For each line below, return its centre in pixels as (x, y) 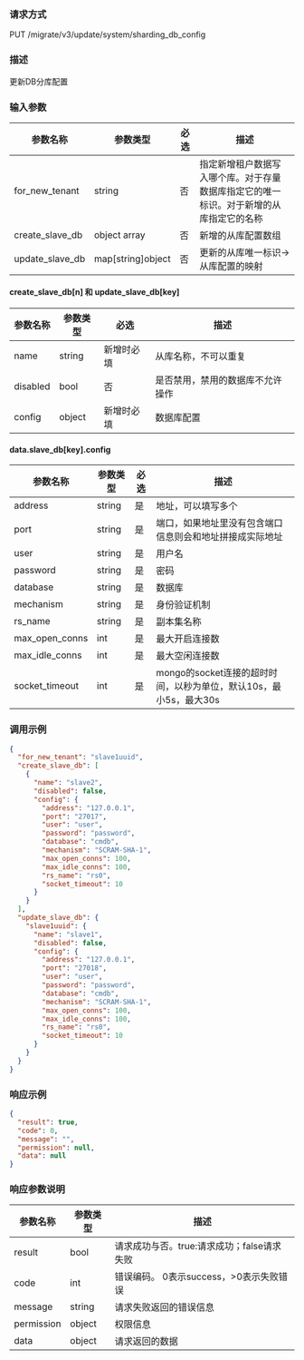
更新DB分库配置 (39, 81)
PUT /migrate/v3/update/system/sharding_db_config (108, 34)
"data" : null (42, 1156)
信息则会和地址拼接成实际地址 (219, 537)
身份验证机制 (183, 605)
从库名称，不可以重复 (200, 357)
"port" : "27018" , (74, 968)
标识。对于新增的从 (241, 204)
